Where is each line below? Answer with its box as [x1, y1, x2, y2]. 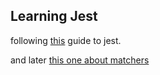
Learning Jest [10, 8, 98, 25]
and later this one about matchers [10, 54, 150, 66]
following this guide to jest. [10, 34, 122, 46]
